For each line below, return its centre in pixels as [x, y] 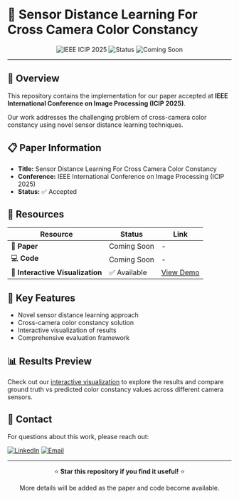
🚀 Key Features [42, 298]
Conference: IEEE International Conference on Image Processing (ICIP [121, 176]
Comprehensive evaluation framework [74, 338]
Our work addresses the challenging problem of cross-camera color [107, 117]
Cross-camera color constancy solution [76, 323]
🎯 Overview [33, 79]
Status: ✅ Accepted [47, 191]
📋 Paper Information [54, 148]
